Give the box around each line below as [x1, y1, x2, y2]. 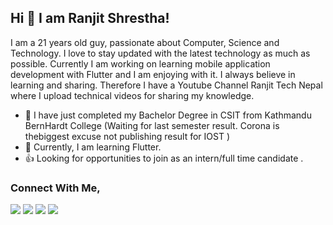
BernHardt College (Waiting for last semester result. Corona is [24, 119, 280, 131]
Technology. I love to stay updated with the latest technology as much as [10, 47, 311, 59]
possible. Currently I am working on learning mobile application [10, 57, 271, 70]
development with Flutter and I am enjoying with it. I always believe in [10, 68, 296, 80]
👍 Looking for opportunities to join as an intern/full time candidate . [24, 152, 304, 164]
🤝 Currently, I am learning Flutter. [24, 141, 162, 153]
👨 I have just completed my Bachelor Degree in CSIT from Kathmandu [24, 109, 312, 121]
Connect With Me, [10, 181, 101, 195]
